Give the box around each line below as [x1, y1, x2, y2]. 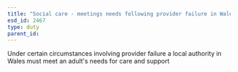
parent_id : [7, 30, 40, 37]
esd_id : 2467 [7, 17, 46, 24]
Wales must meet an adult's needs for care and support [7, 57, 170, 66]
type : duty [7, 23, 40, 30]
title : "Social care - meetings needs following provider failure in [7, 10, 217, 18]
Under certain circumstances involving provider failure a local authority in [7, 49, 222, 58]
